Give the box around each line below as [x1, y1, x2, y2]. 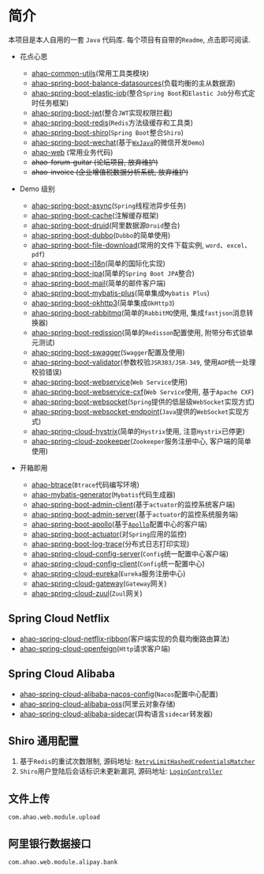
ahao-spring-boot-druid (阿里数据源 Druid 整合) [31, 220, 180, 230]
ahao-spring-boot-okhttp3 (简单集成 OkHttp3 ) [31, 298, 175, 307]
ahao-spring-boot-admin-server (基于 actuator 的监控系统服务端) [31, 509, 239, 518]
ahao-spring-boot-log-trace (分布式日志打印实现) [31, 539, 190, 548]
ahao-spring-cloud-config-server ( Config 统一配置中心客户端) [31, 548, 229, 558]
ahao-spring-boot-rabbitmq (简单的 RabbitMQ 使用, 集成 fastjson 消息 [31, 307, 247, 317]
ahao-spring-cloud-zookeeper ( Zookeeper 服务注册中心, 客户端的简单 [31, 436, 252, 446]
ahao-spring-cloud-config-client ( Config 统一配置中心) [31, 559, 205, 568]
